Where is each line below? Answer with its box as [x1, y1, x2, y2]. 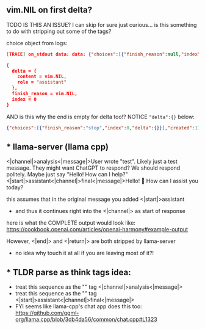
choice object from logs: [6, 39, 68, 46]
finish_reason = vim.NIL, [12, 91, 78, 97]
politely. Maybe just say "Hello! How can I [6, 171, 111, 178]
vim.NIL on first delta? [6, 5, 93, 15]
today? [6, 184, 24, 191]
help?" [112, 171, 128, 178]
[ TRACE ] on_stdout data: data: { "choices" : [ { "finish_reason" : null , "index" [6, 51, 201, 57]
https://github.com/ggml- [15, 309, 79, 317]
